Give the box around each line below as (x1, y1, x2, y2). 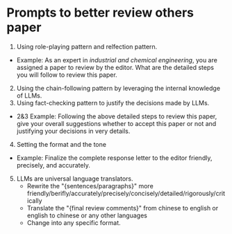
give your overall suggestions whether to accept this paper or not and (16, 119, 217, 127)
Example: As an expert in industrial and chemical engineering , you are (16, 55, 218, 64)
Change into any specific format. (26, 218, 121, 226)
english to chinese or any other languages (26, 211, 147, 219)
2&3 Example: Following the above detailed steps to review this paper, (16, 112, 217, 120)
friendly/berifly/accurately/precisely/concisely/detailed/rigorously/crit (26, 189, 226, 197)
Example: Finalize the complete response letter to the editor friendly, (16, 154, 213, 162)
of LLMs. (16, 91, 42, 100)
